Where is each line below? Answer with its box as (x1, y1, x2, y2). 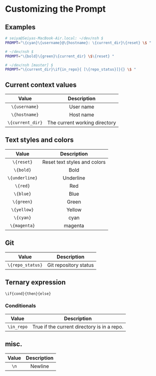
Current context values (5, 81, 77, 89)
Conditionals (5, 302, 36, 309)
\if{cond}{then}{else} (5, 291, 51, 296)
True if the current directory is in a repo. (32, 323, 123, 330)
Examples (5, 23, 36, 31)
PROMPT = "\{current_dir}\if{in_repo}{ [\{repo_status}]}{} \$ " (5, 67, 136, 72)
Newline (30, 363, 49, 370)
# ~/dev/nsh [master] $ (5, 63, 54, 67)
